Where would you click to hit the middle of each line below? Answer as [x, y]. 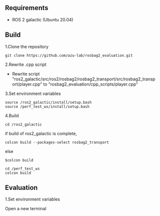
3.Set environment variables [33, 93]
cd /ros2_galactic [23, 124]
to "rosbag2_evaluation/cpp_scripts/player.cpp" [91, 84]
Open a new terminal [26, 209]
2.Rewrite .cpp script [26, 64]
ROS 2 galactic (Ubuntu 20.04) [43, 19]
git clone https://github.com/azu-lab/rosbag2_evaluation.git [69, 55]
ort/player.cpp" [27, 84]
